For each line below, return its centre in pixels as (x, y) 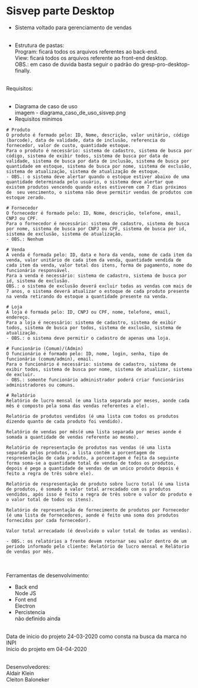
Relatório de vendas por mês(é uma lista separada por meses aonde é (94, 432)
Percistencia (30, 612)
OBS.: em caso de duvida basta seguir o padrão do (77, 64)
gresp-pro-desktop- (165, 64)
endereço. (18, 317)
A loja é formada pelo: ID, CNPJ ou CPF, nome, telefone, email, (88, 312)
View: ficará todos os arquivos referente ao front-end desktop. (91, 58)
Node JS (25, 593)
